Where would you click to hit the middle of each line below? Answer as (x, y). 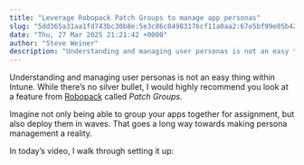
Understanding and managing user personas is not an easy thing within (142, 77)
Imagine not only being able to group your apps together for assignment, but (152, 114)
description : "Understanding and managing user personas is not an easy (149, 52)
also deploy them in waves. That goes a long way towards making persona (148, 124)
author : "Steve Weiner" (54, 43)
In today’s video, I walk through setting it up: (92, 151)
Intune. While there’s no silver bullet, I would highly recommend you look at (149, 87)
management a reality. (51, 133)
